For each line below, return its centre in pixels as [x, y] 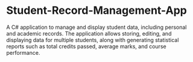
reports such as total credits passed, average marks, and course [87, 46]
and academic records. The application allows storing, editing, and [89, 33]
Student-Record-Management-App [96, 11]
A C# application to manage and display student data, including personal [96, 27]
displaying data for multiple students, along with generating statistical [93, 40]
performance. [23, 52]
